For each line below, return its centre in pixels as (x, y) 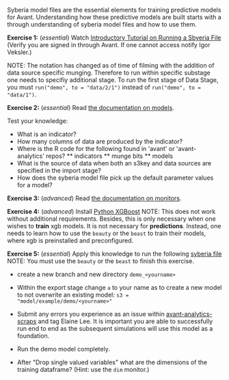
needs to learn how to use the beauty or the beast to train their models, (107, 233)
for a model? (35, 185)
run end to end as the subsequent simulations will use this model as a (115, 328)
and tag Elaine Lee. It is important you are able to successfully (125, 321)
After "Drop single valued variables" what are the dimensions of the (112, 362)
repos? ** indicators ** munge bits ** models (109, 156)
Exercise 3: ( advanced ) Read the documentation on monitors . (94, 198)
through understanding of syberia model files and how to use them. (102, 24)
